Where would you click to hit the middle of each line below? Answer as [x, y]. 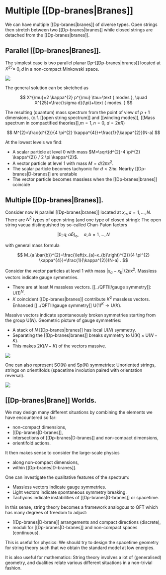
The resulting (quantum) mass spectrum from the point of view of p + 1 [78, 113]
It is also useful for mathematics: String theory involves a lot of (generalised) [83, 558]
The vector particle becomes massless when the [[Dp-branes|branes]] [85, 179]
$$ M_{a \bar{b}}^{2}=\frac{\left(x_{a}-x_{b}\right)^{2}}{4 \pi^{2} [83, 255]
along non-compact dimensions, [45, 462]
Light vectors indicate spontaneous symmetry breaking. [69, 492]
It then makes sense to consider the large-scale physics [63, 453]
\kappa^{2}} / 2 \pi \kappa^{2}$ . [45, 157]
